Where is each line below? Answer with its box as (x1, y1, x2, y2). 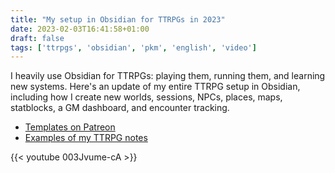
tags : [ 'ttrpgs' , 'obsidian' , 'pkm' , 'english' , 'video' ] (10, 42, 257, 53)
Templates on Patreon (24, 121, 116, 133)
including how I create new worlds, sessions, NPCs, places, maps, (10, 91, 283, 103)
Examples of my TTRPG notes (24, 132, 148, 144)
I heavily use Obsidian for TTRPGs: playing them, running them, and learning (10, 70, 326, 82)
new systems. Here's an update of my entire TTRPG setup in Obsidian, (10, 81, 301, 93)
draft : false (10, 33, 65, 43)
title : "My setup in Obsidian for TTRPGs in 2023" (10, 14, 226, 25)
